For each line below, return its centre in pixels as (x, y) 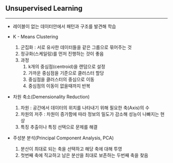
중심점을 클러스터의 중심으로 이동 (61, 79)
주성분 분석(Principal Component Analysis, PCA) (63, 138)
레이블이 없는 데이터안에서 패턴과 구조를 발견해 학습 (64, 26)
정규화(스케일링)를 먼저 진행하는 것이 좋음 (62, 53)
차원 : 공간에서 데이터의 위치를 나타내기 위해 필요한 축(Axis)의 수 (85, 107)
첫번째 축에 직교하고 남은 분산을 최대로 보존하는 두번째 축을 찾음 (84, 155)
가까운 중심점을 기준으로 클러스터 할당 (66, 73)
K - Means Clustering (35, 37)
